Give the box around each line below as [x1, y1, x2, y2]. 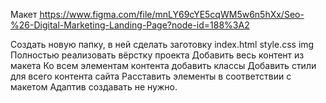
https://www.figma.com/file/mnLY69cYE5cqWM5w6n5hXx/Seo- [39, 9, 305, 20]
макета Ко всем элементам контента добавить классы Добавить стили [10, 60, 317, 71]
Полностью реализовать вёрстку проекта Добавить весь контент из [10, 49, 305, 61]
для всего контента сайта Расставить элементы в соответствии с [10, 70, 292, 82]
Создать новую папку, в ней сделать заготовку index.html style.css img [10, 39, 315, 50]
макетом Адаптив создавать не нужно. [10, 81, 178, 93]
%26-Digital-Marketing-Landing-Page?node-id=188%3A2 [10, 19, 250, 31]
